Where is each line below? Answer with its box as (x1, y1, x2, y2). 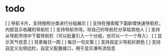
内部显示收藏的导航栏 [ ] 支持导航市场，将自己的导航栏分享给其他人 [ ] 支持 (5, 26, 160, 32)
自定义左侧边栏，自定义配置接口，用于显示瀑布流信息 (5, 45, 116, 51)
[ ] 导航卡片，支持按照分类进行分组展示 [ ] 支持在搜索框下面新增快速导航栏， (5, 20, 163, 26)
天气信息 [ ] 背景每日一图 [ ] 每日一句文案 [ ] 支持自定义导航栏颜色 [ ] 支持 (9, 38, 161, 45)
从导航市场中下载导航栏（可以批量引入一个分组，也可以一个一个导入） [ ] (5, 32, 157, 38)
